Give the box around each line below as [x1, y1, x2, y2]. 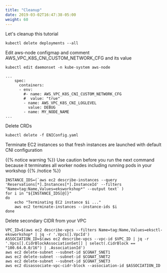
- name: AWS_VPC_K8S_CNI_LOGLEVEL [23, 100, 97, 106]
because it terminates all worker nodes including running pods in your [5, 162, 152, 169]
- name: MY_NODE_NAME [23, 110, 70, 115]
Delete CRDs [5, 123, 32, 129]
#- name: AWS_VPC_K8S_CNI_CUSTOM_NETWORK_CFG [23, 92, 122, 97]
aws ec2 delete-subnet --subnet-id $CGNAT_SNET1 [5, 250, 110, 255]
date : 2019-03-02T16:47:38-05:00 [5, 12, 76, 17]
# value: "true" [23, 96, 60, 101]
